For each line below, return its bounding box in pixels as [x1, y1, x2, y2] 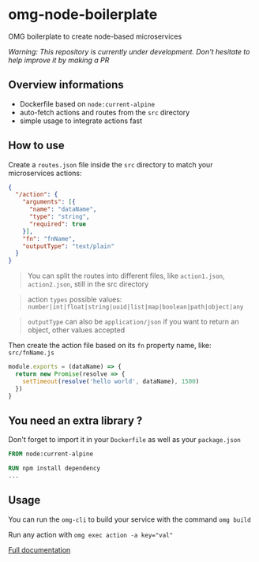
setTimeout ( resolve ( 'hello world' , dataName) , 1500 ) [22, 377, 200, 385]
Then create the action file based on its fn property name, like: [8, 341, 212, 350]
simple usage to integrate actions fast [19, 116, 143, 126]
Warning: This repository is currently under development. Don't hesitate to [8, 47, 250, 56]
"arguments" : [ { [22, 198, 77, 206]
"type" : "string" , [28, 213, 90, 221]
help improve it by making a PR [8, 55, 110, 65]
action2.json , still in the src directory [27, 279, 149, 289]
